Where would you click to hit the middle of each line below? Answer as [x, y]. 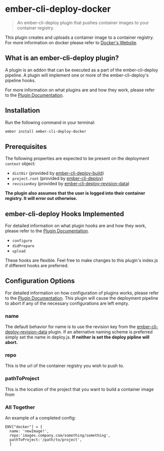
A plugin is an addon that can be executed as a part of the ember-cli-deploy [82, 70]
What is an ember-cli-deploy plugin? [62, 58]
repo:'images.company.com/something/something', [60, 436]
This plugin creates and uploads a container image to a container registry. [80, 37]
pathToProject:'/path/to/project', [46, 440]
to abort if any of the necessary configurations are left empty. [67, 303]
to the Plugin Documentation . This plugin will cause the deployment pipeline [82, 298]
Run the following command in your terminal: [50, 122]
